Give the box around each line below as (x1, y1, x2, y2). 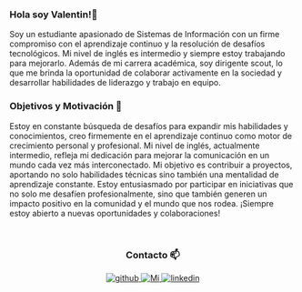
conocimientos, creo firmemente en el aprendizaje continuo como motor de (9, 130, 293, 141)
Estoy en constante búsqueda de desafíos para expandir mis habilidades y (9, 120, 288, 131)
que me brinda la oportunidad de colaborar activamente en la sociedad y (9, 67, 282, 78)
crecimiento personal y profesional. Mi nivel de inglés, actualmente (9, 140, 260, 151)
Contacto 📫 (126, 248, 180, 261)
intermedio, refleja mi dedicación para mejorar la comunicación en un (9, 149, 270, 160)
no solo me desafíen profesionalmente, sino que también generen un (9, 188, 267, 199)
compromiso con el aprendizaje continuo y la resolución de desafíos (9, 38, 266, 49)
